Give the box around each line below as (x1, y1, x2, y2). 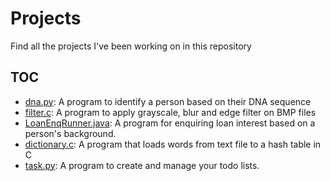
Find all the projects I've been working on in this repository (10, 40, 252, 52)
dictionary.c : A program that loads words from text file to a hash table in (24, 138, 322, 150)
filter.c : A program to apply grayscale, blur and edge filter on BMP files (24, 106, 317, 118)
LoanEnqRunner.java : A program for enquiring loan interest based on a (24, 117, 316, 129)
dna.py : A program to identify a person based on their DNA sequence (24, 95, 312, 107)
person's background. (24, 127, 117, 139)
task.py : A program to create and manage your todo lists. (24, 159, 260, 171)
